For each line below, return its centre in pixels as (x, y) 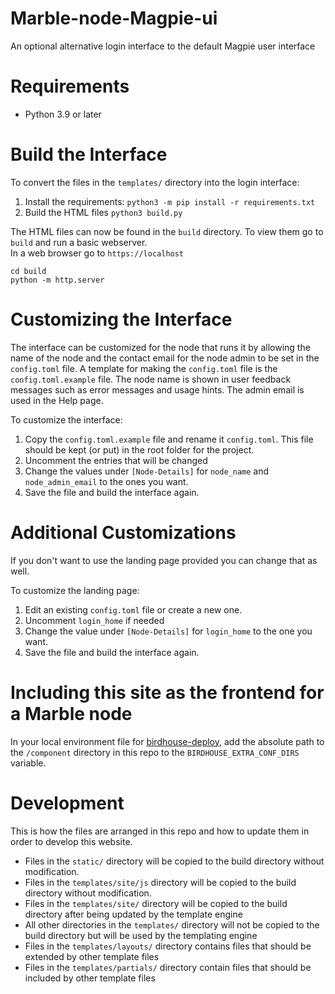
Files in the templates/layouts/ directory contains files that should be (168, 946)
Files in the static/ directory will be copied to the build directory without (174, 861)
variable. (28, 763)
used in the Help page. (57, 400)
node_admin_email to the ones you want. (106, 481)
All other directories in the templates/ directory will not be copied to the (172, 924)
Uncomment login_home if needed (94, 620)
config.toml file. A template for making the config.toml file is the (144, 368)
